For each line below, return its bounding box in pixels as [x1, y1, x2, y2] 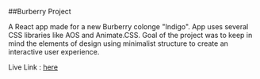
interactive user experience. [8, 47, 100, 56]
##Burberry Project [8, 7, 71, 16]
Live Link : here [8, 62, 58, 72]
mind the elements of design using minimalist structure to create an [8, 39, 228, 48]
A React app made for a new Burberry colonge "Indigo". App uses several [8, 22, 249, 31]
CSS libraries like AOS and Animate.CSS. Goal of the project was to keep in [8, 31, 253, 39]
